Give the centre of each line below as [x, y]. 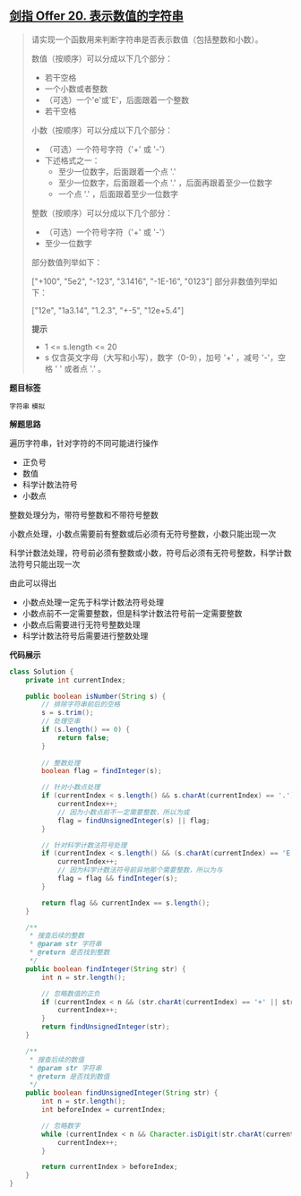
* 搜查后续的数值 [57, 1060]
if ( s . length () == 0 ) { [86, 730]
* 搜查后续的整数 [57, 936]
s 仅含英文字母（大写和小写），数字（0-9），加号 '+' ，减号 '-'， [161, 357]
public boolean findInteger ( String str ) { [106, 969]
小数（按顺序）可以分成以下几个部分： [102, 130]
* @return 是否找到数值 [69, 1076]
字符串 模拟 [27, 406]
